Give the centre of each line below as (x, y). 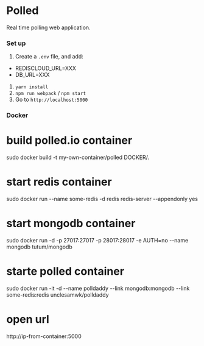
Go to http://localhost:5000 (51, 100)
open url (28, 320)
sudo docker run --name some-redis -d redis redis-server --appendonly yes (102, 199)
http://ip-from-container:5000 (44, 336)
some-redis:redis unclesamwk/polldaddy (58, 295)
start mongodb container (71, 224)
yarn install (32, 87)
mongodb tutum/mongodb (40, 247)
